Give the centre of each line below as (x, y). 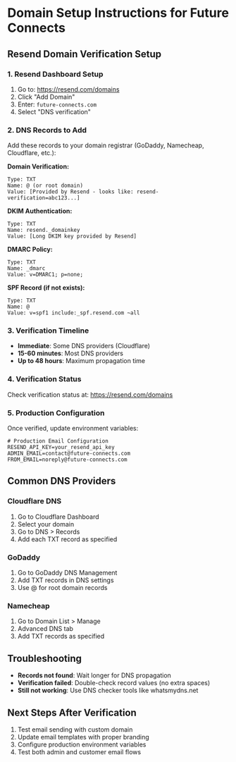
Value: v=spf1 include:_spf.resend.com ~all (74, 313)
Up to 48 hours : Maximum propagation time (81, 361)
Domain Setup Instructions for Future (118, 13)
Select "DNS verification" (54, 111)
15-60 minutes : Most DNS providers (70, 353)
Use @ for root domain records (62, 588)
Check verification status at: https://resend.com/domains (90, 394)
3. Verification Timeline (48, 331)
